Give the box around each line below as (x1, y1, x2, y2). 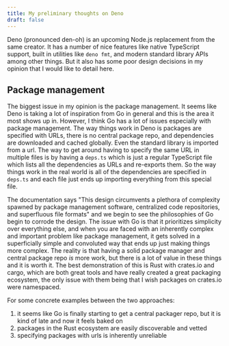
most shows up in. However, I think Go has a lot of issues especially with (7, 117, 211, 125)
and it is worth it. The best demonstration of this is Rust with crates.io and (7, 261, 215, 269)
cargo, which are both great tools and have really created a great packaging (7, 269, 221, 277)
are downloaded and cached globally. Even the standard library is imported (7, 138, 219, 147)
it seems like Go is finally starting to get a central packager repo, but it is (16, 310, 221, 318)
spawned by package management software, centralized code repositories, (7, 203, 220, 211)
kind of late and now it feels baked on (16, 317, 123, 325)
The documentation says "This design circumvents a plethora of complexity (7, 196, 221, 204)
